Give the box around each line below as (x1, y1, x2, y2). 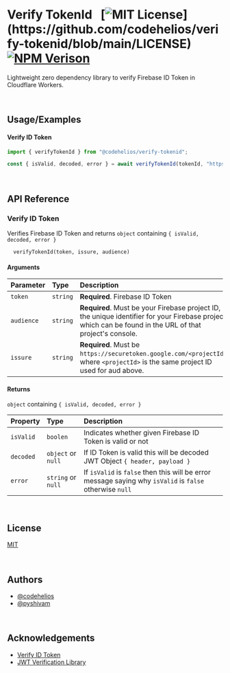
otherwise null (83, 485, 132, 494)
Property (10, 416, 40, 426)
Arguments (7, 263, 40, 271)
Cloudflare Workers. (7, 80, 64, 89)
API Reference (7, 193, 70, 205)
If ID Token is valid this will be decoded (83, 448, 209, 457)
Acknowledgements (7, 632, 95, 644)
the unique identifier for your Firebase (79, 312, 202, 321)
